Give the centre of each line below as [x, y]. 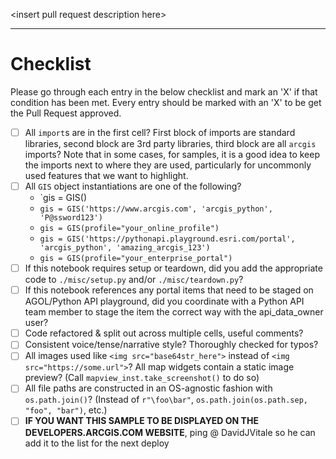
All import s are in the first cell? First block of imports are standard [160, 132]
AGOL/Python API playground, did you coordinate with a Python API [164, 301]
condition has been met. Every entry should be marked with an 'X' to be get [166, 102]
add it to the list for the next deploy [97, 443]
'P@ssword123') [71, 218]
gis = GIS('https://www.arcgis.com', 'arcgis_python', [156, 209]
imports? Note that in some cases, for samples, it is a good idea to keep [172, 154]
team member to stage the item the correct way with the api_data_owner [174, 312]
